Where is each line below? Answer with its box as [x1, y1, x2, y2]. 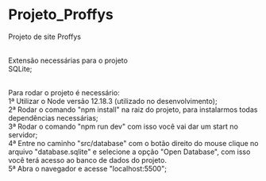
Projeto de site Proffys [8, 32, 82, 41]
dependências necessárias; [8, 113, 98, 122]
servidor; [8, 129, 38, 140]
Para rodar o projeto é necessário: [8, 87, 121, 97]
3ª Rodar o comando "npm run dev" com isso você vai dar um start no [8, 121, 238, 131]
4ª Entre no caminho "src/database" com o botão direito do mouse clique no [8, 138, 259, 148]
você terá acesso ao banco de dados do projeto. [8, 155, 167, 164]
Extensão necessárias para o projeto [8, 56, 129, 65]
